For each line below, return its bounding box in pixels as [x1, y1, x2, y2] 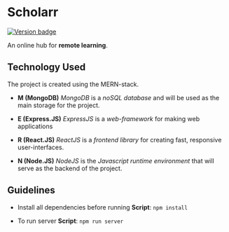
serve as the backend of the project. [17, 164, 123, 172]
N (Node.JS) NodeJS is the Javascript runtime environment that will [17, 156, 215, 165]
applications [17, 122, 53, 130]
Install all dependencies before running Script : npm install [17, 203, 188, 211]
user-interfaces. [17, 143, 64, 151]
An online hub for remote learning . [7, 41, 109, 49]
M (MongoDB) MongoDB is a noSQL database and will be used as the [17, 93, 220, 102]
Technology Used [7, 61, 86, 74]
